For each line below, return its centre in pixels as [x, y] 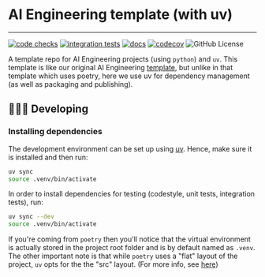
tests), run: [26, 202]
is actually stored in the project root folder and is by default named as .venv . [132, 248]
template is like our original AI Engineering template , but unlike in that [121, 67]
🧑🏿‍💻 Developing [49, 109]
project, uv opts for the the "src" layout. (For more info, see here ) [113, 264]
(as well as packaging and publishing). [71, 84]
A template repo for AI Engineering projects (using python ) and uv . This [123, 59]
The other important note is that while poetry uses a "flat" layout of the [123, 256]
